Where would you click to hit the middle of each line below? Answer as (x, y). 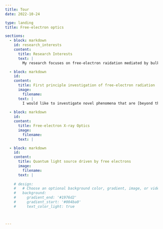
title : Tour (17, 9)
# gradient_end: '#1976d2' (45, 198)
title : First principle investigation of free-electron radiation (86, 85)
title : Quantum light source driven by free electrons (74, 162)
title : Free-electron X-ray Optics (54, 126)
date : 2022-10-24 (23, 14)
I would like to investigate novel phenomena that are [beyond (88, 103)
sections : (15, 36)
